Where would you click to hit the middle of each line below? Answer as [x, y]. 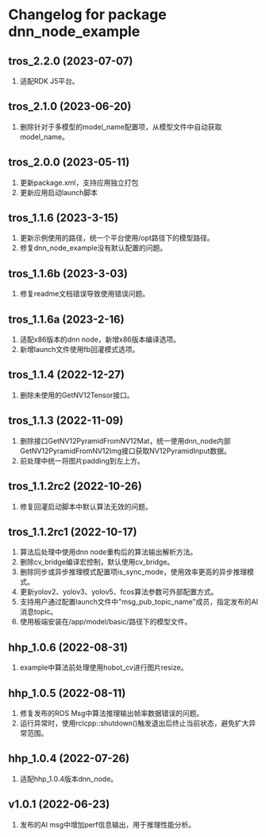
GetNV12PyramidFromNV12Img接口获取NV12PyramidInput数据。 [125, 451]
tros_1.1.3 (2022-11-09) [66, 421]
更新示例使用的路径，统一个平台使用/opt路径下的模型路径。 [117, 238]
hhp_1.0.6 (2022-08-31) [68, 647]
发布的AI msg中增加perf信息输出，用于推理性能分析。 [108, 824]
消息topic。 [39, 612]
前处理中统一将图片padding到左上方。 [82, 460]
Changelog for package [87, 15]
